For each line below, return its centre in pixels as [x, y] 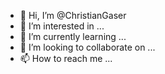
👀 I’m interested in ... [62, 26]
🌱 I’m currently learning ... [73, 36]
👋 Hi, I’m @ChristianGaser [73, 15]
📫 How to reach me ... [66, 58]
